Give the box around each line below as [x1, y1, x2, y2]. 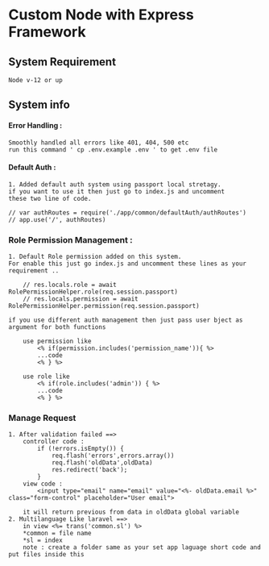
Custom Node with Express [8, 6, 195, 24]
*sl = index [23, 536, 63, 545]
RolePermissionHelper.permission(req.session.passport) [8, 302, 200, 310]
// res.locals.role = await [23, 281, 117, 289]
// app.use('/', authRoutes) [8, 215, 106, 223]
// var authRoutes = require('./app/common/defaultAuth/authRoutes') [8, 208, 247, 217]
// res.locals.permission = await [23, 295, 139, 303]
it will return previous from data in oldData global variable [23, 508, 240, 517]
